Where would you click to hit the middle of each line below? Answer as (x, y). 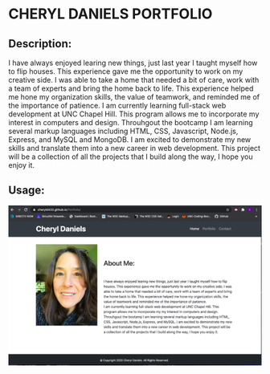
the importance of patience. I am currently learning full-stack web (117, 106)
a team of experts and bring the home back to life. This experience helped (131, 88)
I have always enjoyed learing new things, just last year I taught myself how (133, 63)
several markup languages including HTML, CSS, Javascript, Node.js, (123, 131)
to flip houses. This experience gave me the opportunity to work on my (126, 71)
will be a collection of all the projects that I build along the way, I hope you (131, 157)
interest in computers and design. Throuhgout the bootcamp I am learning (131, 122)
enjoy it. (21, 165)
